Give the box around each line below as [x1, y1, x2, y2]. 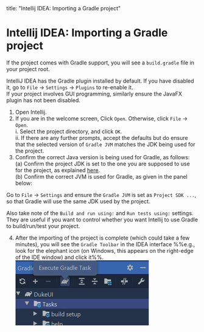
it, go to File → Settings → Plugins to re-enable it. [6, 83, 133, 91]
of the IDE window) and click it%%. [15, 254, 104, 261]
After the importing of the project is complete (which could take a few [15, 234, 190, 241]
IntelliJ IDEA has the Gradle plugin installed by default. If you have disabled [6, 77, 194, 85]
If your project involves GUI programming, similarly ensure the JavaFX [6, 90, 183, 97]
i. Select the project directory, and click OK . [15, 128, 122, 135]
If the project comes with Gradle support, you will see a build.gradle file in [6, 59, 195, 66]
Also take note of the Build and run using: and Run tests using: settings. [6, 209, 194, 216]
